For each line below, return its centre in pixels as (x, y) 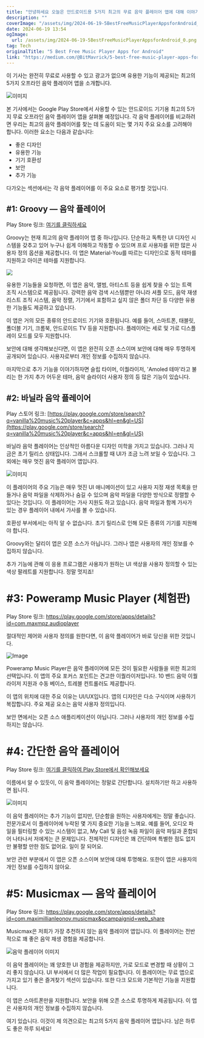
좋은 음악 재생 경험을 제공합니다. (67, 939)
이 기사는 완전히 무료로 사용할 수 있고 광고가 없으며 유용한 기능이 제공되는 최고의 (101, 75)
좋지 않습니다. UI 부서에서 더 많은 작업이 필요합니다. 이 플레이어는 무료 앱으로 (103, 972)
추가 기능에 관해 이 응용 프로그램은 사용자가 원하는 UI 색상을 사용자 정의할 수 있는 (102, 564)
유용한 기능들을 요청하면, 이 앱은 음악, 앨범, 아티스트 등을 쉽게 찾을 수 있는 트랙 (99, 285)
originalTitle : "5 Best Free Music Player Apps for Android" (85, 52)
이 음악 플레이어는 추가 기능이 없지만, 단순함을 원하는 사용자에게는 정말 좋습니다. (101, 816)
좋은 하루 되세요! (32, 1029)
